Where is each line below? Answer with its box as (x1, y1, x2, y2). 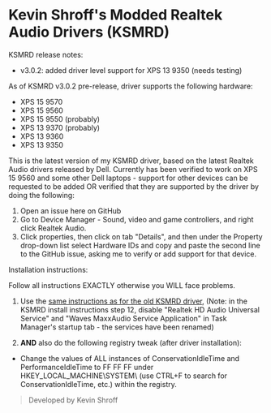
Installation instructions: (8, 265, 88, 274)
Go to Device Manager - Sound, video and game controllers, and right (19, 214, 254, 224)
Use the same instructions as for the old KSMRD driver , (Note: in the (19, 296, 247, 306)
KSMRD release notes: (8, 49, 84, 59)
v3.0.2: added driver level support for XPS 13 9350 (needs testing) (19, 65, 243, 75)
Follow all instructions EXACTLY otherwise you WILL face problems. (8, 280, 235, 290)
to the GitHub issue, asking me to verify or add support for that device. (19, 249, 257, 259)
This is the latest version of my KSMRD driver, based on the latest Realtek (8, 156, 254, 166)
